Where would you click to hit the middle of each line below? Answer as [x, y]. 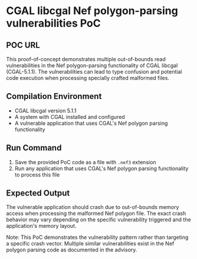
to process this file [37, 174]
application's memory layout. [41, 226]
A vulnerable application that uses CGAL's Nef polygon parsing [91, 123]
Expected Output [38, 193]
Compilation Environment [54, 96]
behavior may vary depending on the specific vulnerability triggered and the [98, 220]
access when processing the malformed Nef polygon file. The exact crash [96, 214]
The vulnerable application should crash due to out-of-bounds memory [93, 207]
